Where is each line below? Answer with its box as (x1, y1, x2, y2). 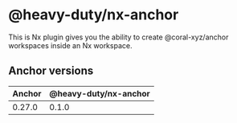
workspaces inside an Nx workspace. (8, 40, 133, 50)
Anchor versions (8, 64, 94, 78)
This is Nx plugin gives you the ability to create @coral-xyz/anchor (8, 32, 229, 42)
